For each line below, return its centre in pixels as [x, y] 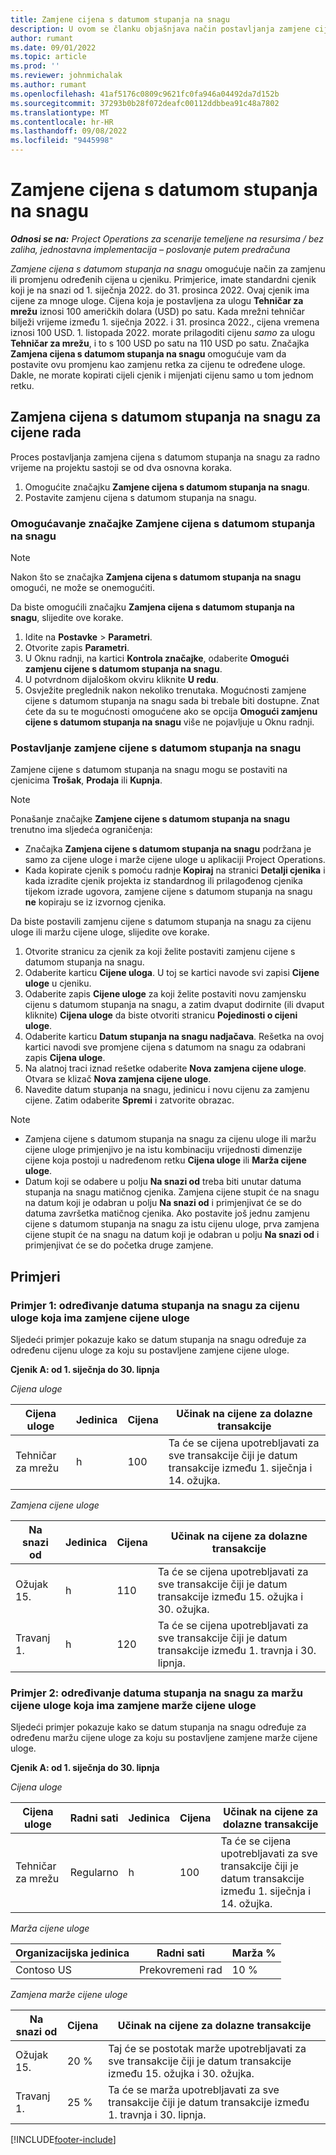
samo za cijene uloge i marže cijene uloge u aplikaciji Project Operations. [175, 860]
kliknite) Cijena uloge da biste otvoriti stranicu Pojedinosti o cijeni [161, 1015]
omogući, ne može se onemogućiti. [82, 588]
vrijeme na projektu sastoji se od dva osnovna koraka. [121, 467]
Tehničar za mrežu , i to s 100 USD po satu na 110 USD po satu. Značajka [160, 343]
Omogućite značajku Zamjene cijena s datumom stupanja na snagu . [167, 487]
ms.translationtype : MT [60, 112]
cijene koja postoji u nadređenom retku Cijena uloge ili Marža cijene [165, 1160]
